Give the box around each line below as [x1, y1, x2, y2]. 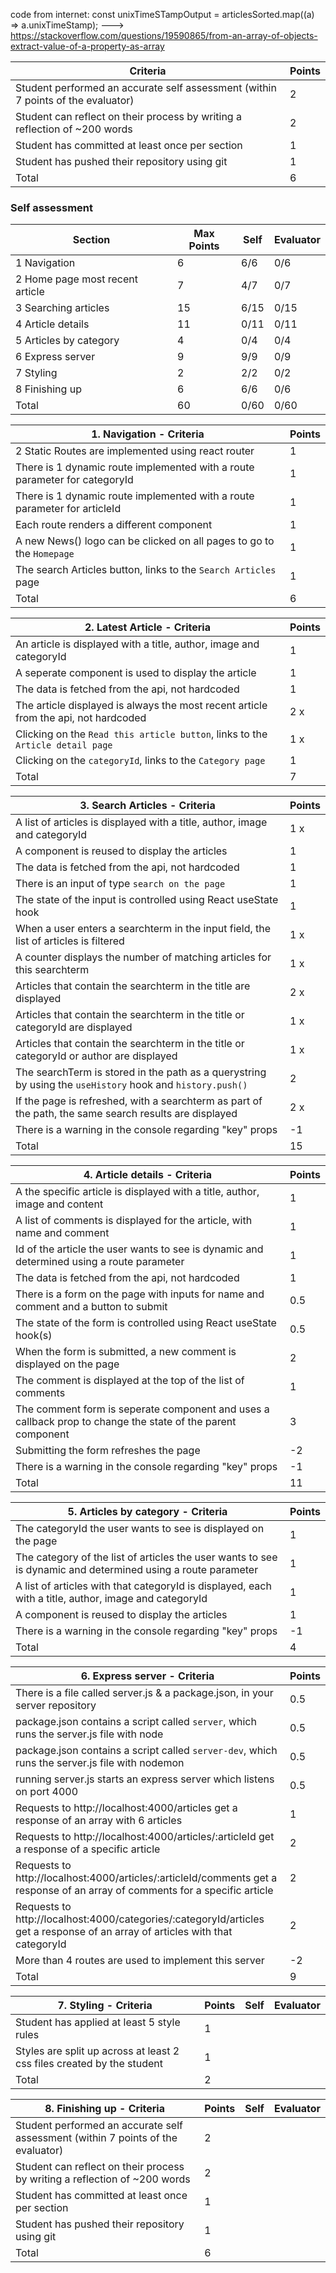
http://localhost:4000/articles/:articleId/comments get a [15, 1871, 278, 1885]
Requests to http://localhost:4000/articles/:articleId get [15, 1830, 275, 1844]
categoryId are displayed [15, 1020, 133, 1034]
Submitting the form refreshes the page [15, 1444, 201, 1458]
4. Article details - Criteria [83, 1168, 213, 1182]
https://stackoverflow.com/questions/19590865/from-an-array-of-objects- [10, 30, 318, 41]
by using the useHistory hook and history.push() [15, 1078, 248, 1092]
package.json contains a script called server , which [15, 1715, 257, 1729]
